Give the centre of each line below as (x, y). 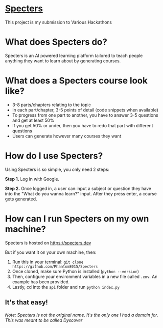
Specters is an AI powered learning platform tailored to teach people (74, 55)
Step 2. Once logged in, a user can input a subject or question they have (78, 188)
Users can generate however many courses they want (67, 136)
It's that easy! (26, 302)
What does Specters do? (56, 42)
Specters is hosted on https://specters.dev (48, 243)
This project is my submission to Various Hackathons (58, 22)
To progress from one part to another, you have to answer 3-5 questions (85, 115)
